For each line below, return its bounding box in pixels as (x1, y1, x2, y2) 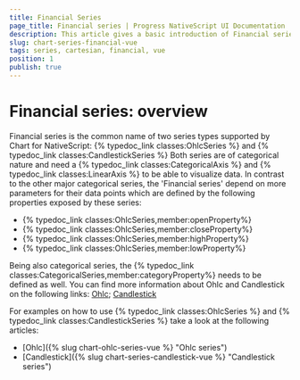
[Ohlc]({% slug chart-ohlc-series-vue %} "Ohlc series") (21, 342, 228, 352)
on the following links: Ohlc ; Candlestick (9, 288, 157, 299)
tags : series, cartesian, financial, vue (9, 46, 166, 55)
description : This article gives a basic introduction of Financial (9, 29, 270, 38)
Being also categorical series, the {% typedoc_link (9, 260, 195, 270)
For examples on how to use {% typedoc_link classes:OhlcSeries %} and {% (9, 305, 290, 317)
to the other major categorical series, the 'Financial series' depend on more (9, 178, 287, 188)
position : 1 (9, 54, 54, 63)
